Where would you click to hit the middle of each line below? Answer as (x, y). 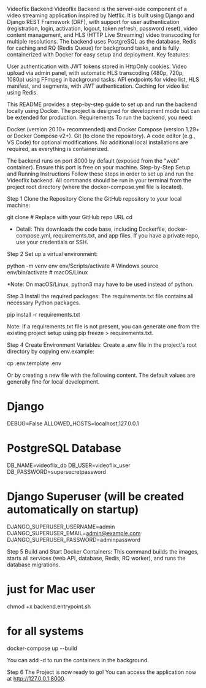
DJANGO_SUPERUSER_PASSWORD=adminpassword (74, 539)
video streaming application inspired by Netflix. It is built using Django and (101, 15)
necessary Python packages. (44, 303)
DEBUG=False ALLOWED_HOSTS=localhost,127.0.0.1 (73, 423)
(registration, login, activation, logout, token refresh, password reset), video (102, 28)
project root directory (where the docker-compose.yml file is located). (95, 187)
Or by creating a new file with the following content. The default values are (101, 375)
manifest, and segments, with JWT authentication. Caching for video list (98, 86)
